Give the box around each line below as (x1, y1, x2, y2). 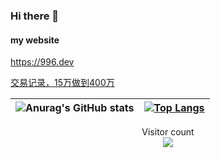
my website (10, 34, 60, 46)
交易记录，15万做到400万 (10, 77, 115, 89)
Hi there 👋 (10, 9, 60, 23)
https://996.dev (10, 56, 75, 68)
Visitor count (141, 126, 195, 138)
